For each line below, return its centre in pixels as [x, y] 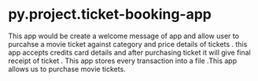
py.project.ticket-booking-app [110, 14]
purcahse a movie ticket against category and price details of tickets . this [128, 44]
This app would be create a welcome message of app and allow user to [124, 36]
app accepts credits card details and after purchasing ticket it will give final [130, 52]
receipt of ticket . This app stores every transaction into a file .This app [123, 61]
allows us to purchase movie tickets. [67, 69]
